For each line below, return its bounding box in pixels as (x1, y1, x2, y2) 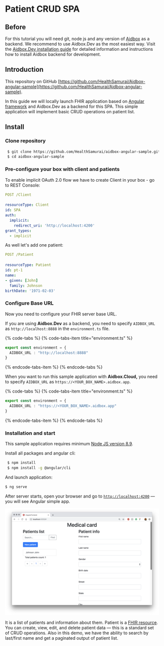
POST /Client (5, 192, 32, 197)
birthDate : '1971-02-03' (5, 288, 56, 293)
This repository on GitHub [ (5, 78, 60, 84)
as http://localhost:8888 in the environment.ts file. (5, 326, 110, 332)
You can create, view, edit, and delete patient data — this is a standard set (5, 625, 154, 631)
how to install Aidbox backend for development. (5, 51, 101, 57)
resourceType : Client (5, 203, 49, 208)
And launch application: (5, 475, 53, 480)
